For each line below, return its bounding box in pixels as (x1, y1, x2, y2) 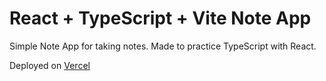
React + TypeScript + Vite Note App (9, 7, 312, 30)
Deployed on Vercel (9, 59, 91, 71)
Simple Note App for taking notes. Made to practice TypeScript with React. (9, 40, 317, 52)
